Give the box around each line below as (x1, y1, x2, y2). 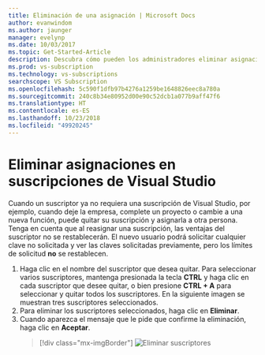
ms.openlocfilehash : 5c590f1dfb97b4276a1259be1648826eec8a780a (8, 84, 221, 93)
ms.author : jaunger (8, 26, 73, 34)
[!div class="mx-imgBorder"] (39, 338, 133, 347)
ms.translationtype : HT (8, 99, 87, 107)
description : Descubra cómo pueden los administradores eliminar (8, 56, 227, 64)
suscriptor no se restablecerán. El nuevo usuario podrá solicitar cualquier (8, 232, 246, 241)
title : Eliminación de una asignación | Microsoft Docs (8, 11, 196, 20)
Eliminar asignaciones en (8, 155, 176, 174)
